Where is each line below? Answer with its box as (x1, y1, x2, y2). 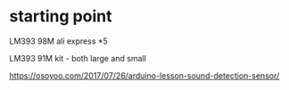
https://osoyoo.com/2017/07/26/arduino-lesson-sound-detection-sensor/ (9, 70, 280, 81)
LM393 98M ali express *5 (9, 36, 109, 46)
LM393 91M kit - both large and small (9, 53, 147, 63)
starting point (9, 6, 112, 27)
